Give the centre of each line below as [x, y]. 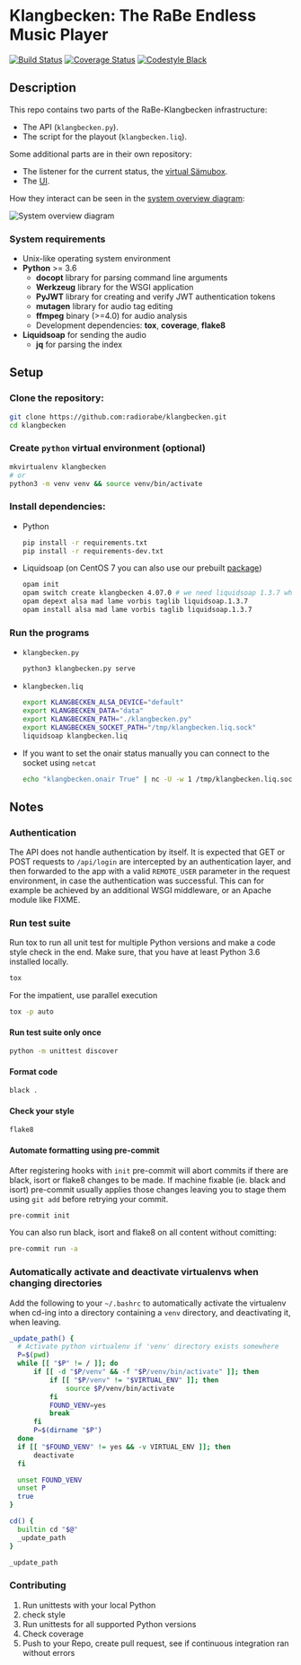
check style [44, 1615]
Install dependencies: [58, 507]
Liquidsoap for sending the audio [84, 335]
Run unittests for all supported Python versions [109, 1624]
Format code [34, 1071]
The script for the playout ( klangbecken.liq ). [104, 137]
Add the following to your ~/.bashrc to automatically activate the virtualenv [148, 1303]
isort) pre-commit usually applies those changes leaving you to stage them [148, 1189]
